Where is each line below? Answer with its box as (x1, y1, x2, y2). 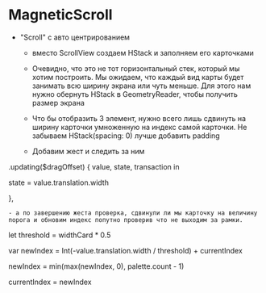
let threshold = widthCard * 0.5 (8, 230, 111, 240)
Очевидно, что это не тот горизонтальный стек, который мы (31, 63, 240, 73)
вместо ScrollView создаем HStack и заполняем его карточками (31, 48, 254, 57)
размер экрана (31, 98, 85, 107)
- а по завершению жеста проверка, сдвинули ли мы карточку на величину (8, 208, 258, 217)
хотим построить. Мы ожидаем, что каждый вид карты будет (31, 72, 244, 82)
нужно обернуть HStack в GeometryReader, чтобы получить (31, 89, 238, 98)
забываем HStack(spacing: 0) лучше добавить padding (31, 131, 220, 140)
